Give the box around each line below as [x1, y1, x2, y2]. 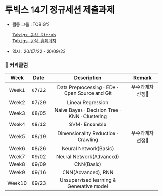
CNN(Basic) [74, 161, 102, 168]
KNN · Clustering [68, 113, 107, 120]
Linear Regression [67, 99, 109, 106]
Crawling [77, 136, 98, 143]
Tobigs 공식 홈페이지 [12, 38, 57, 44]
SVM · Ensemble [69, 121, 107, 128]
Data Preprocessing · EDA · [57, 84, 119, 90]
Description [74, 74, 102, 81]
